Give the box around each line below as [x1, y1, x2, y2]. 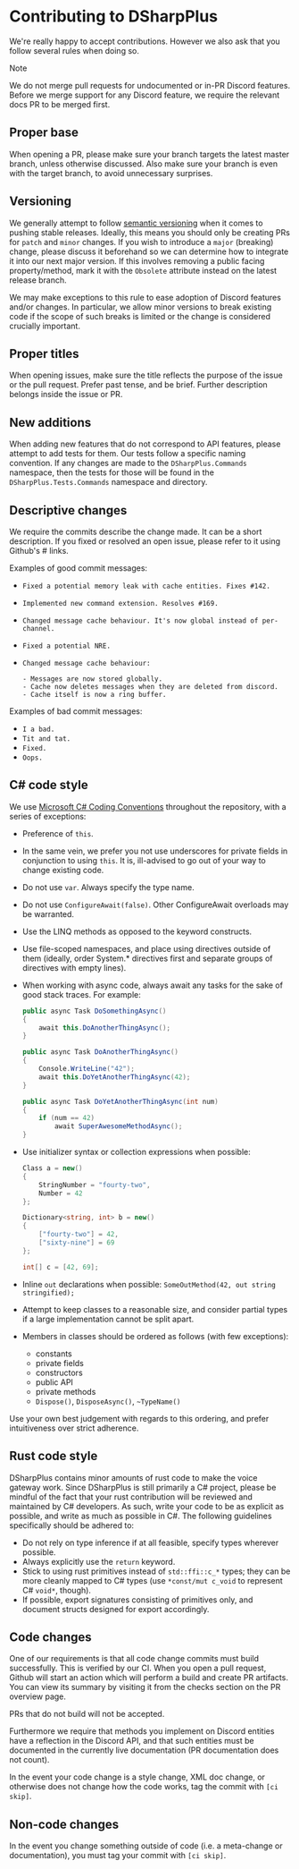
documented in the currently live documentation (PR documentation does [9, 1745, 279, 1755]
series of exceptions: [9, 811, 87, 821]
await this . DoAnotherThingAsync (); [38, 1023, 171, 1032]
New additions [9, 414, 92, 430]
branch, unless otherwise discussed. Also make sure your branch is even [9, 158, 278, 169]
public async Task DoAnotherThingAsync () [21, 1048, 179, 1057]
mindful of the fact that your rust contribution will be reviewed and [9, 1491, 253, 1502]
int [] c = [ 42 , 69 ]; [21, 1262, 99, 1271]
